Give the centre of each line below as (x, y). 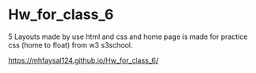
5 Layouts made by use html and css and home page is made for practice (128, 36)
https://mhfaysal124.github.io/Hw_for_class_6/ (83, 60)
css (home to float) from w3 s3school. (71, 44)
